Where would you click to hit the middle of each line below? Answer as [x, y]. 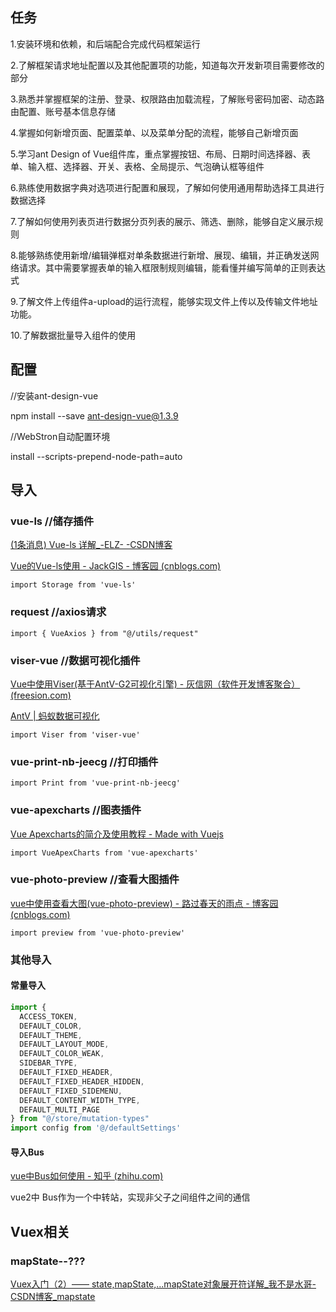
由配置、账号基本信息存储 [63, 111]
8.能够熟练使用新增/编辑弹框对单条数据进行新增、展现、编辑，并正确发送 [160, 255]
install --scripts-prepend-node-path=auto [96, 456]
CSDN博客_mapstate [53, 1297]
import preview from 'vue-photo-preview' [98, 933]
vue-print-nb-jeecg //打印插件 [84, 761]
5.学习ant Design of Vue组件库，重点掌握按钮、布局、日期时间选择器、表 [161, 154]
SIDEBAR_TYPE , [48, 1063]
